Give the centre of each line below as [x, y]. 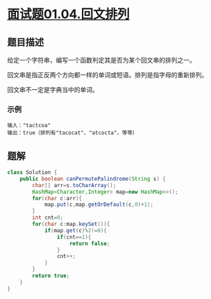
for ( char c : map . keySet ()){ [71, 224]
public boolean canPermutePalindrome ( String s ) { [93, 179]
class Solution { [32, 172]
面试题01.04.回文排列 [68, 14]
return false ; [90, 243]
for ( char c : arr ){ [57, 198]
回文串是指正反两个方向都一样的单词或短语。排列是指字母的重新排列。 [108, 75]
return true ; [51, 276]
